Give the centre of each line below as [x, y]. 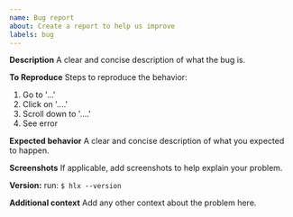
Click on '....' [45, 104]
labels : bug [32, 34]
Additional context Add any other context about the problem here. [133, 203]
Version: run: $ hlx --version [65, 185]
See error [40, 123]
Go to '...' [39, 95]
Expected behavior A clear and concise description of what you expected [147, 141]
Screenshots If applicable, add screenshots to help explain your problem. [146, 168]
